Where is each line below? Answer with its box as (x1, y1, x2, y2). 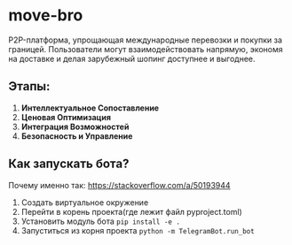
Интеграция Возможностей (20, 121, 130, 132)
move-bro (8, 5, 83, 26)
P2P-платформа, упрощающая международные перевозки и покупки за (8, 34, 283, 45)
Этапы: (8, 79, 51, 94)
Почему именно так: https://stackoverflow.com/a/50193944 (8, 180, 232, 190)
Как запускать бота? (8, 157, 130, 172)
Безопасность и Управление (20, 130, 133, 142)
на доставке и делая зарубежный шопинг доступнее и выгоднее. (8, 53, 256, 64)
